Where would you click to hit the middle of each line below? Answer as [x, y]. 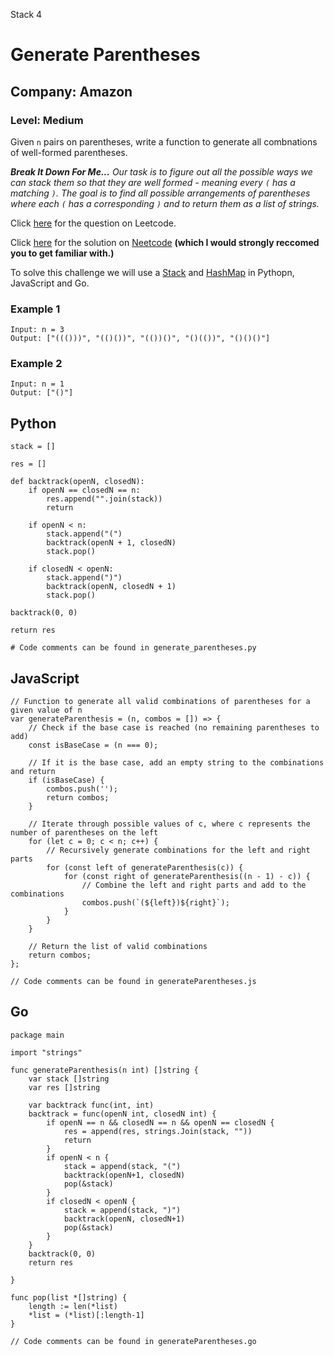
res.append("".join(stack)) [104, 499]
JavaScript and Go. [50, 283]
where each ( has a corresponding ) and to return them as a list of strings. [165, 203]
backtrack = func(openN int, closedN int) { [122, 1114]
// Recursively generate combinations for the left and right [178, 850]
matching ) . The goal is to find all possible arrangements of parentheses [160, 193]
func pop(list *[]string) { [69, 1297]
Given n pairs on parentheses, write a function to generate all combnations [164, 141]
